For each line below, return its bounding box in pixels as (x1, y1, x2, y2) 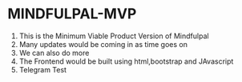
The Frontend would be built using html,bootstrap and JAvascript (18, 57, 234, 66)
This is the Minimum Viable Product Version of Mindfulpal (18, 31, 209, 41)
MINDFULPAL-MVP (7, 5, 137, 23)
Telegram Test (18, 64, 67, 74)
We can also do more (18, 48, 90, 57)
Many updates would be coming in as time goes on (18, 39, 188, 49)
